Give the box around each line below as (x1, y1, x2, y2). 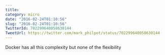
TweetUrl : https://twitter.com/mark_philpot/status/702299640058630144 (5, 30, 160, 35)
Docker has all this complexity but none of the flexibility (5, 44, 121, 50)
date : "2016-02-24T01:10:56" (5, 16, 67, 21)
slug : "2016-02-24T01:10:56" (5, 21, 67, 26)
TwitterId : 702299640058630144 (5, 26, 72, 31)
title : (5, 7, 19, 12)
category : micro (5, 12, 40, 17)
